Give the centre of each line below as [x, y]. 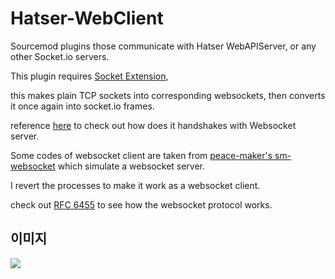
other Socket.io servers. [60, 56]
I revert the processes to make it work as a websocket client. [135, 185]
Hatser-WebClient [87, 18]
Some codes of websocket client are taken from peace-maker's [141, 155]
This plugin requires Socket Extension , [89, 76]
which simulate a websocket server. [131, 166]
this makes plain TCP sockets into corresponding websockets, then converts [168, 95]
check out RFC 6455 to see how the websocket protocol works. [141, 204]
